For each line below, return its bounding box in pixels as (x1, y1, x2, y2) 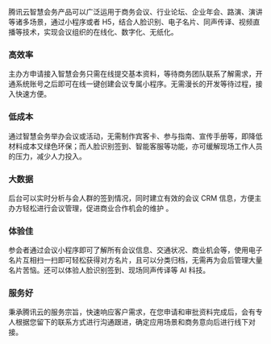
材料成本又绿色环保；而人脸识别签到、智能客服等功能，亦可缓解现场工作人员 (8, 141, 263, 151)
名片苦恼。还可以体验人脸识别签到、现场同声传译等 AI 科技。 (8, 265, 211, 276)
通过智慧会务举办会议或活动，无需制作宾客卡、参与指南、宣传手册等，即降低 (8, 131, 263, 141)
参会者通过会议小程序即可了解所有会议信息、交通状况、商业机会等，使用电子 (8, 245, 263, 255)
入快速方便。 (8, 89, 51, 99)
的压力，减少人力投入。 (8, 151, 86, 161)
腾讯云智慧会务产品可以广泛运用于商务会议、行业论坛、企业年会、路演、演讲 (8, 7, 263, 16)
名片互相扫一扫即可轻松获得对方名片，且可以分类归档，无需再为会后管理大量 (8, 255, 263, 265)
